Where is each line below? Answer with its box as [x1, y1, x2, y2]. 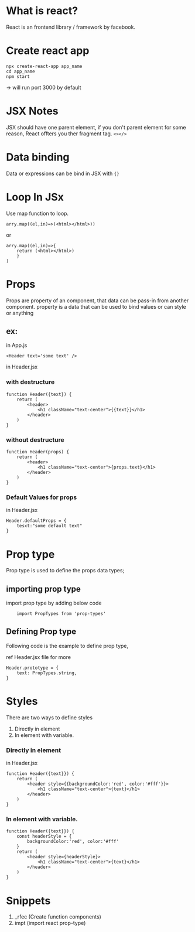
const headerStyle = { [16, 834, 72, 839]
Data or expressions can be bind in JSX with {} [6, 170, 119, 177]
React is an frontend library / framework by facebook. [6, 23, 136, 30]
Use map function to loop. [6, 210, 69, 217]
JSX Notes [6, 104, 59, 118]
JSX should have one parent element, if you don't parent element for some [6, 124, 186, 131]
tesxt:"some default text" [16, 523, 83, 529]
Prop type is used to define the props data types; [6, 567, 125, 574]
